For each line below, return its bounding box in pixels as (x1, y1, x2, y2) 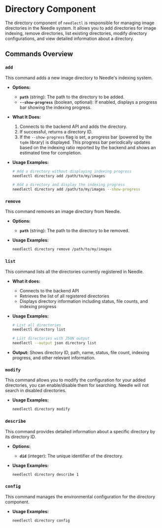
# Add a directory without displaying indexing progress (12, 169, 132, 174)
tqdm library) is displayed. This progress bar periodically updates (19, 139, 151, 145)
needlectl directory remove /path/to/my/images (12, 247, 112, 252)
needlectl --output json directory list (12, 341, 97, 346)
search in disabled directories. (5, 388, 66, 394)
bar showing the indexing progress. (19, 104, 92, 110)
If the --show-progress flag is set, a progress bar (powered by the (19, 134, 152, 140)
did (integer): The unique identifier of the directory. (19, 453, 124, 459)
